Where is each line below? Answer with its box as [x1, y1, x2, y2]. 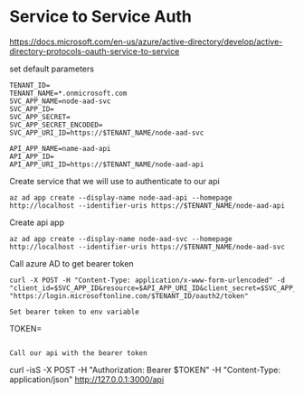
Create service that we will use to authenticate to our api [9, 175, 220, 186]
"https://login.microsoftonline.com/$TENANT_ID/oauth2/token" [9, 291, 249, 300]
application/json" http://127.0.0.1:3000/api [9, 373, 165, 385]
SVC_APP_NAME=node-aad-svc [9, 97, 111, 106]
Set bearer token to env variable [9, 307, 140, 316]
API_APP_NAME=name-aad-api [9, 144, 111, 153]
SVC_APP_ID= [9, 104, 54, 114]
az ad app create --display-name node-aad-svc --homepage [9, 234, 233, 243]
